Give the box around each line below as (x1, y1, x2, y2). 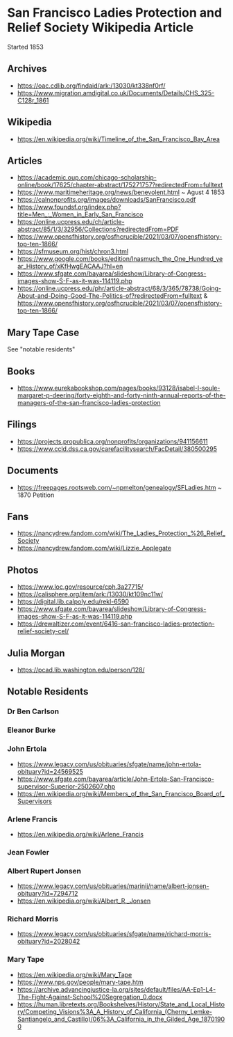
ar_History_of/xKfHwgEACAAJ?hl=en (17, 262, 123, 271)
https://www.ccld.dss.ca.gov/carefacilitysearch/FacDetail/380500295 (17, 444, 217, 453)
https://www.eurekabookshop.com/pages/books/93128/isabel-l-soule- (17, 384, 221, 392)
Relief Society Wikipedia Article (7, 19, 194, 35)
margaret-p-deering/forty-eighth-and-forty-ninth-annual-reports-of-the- (17, 391, 226, 399)
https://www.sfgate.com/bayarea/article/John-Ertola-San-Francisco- (17, 775, 215, 783)
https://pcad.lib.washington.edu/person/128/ (17, 666, 145, 674)
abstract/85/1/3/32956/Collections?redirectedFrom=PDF (17, 225, 179, 234)
